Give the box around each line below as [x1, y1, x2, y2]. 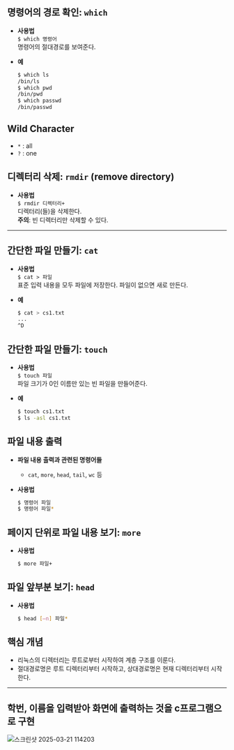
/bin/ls [17, 77, 40, 85]
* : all [17, 142, 33, 150]
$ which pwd [17, 84, 52, 91]
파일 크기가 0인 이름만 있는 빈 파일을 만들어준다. [17, 379, 148, 387]
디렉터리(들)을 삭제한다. [17, 207, 82, 215]
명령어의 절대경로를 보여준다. [17, 43, 96, 51]
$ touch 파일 [17, 372, 52, 379]
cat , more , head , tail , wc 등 [27, 470, 103, 479]
